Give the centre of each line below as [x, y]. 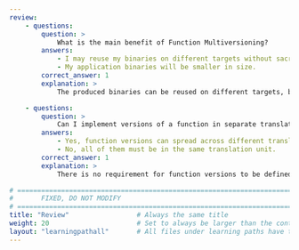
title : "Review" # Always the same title [119, 215]
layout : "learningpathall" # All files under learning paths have [147, 231]
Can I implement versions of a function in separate [156, 125]
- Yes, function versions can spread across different [161, 141]
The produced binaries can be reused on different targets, [170, 92]
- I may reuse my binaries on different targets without [165, 59]
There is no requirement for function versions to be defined [174, 174]
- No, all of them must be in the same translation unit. [166, 149]
